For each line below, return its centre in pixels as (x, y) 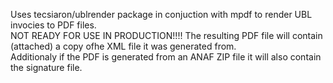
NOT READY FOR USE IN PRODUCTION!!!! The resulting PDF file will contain (166, 35)
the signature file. (46, 67)
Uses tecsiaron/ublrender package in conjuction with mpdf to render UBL (161, 14)
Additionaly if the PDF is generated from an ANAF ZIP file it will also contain (166, 57)
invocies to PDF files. (53, 25)
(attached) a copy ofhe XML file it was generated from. (123, 46)
